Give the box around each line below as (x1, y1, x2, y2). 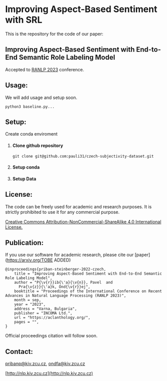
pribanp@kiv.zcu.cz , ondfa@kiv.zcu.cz (5, 360, 85, 367)
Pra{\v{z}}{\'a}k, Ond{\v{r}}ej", (18, 285, 91, 290)
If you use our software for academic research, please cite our (5, 252, 134, 258)
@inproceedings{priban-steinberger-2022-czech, (5, 267, 106, 272)
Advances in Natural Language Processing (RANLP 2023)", (5, 293, 126, 298)
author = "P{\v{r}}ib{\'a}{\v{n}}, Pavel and (14, 280, 113, 285)
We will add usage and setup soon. (5, 94, 77, 100)
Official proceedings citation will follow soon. (5, 333, 97, 339)
